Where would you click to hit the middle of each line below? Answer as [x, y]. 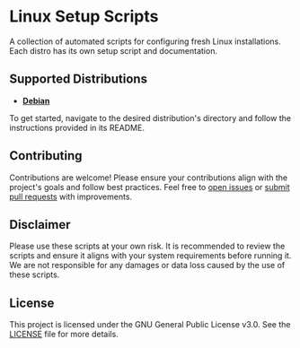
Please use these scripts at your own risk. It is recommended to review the [147, 246]
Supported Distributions [79, 79]
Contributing [46, 156]
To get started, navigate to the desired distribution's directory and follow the [150, 117]
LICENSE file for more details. [64, 335]
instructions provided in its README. [77, 127]
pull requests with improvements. [71, 196]
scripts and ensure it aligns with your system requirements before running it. [150, 256]
